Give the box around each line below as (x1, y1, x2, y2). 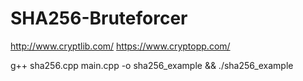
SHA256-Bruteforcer (10, 7, 188, 30)
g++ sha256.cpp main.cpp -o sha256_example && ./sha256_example (10, 59, 294, 71)
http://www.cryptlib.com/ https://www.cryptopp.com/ (10, 40, 231, 52)
